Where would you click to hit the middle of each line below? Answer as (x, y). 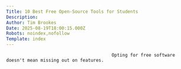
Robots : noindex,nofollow (38, 34)
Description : (22, 17)
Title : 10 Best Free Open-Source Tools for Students (72, 11)
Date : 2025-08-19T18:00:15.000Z (46, 28)
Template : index (26, 39)
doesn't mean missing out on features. (55, 60)
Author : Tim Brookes (32, 22)
